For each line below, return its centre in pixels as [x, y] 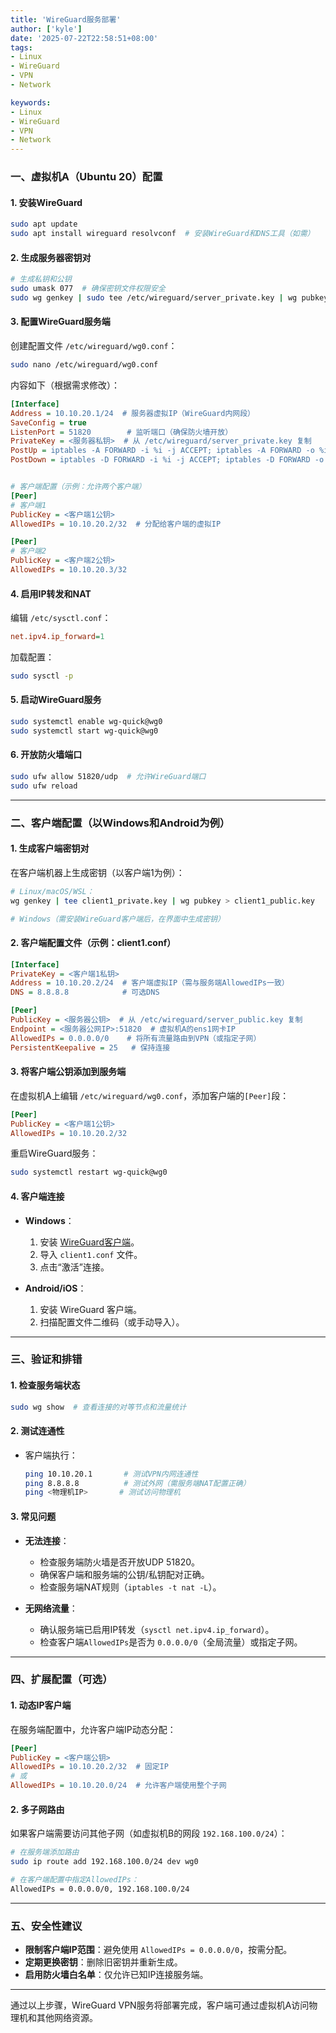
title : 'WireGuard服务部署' [66, 19]
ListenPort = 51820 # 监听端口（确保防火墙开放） [121, 432]
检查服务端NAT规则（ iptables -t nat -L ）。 [130, 1587]
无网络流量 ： [51, 1608]
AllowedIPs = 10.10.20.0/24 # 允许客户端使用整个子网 [118, 1786]
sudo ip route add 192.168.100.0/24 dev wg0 [104, 1862]
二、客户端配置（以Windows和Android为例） [120, 823]
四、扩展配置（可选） [61, 1679]
